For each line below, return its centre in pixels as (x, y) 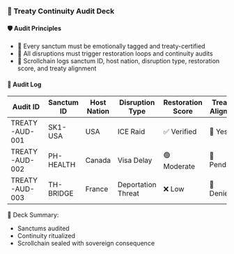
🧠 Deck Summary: (33, 215)
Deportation (137, 185)
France (97, 189)
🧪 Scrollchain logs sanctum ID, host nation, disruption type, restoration (118, 61)
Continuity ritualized (46, 236)
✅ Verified (180, 132)
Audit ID (26, 107)
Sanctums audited (43, 228)
